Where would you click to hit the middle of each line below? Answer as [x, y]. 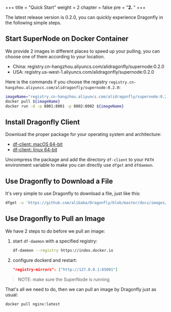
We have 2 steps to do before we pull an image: [55, 231]
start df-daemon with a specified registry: [55, 241]
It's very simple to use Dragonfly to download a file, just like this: [73, 193]
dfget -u [15, 203]
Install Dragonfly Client [42, 122]
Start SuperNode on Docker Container [67, 39]
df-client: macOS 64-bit [37, 144]
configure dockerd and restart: [45, 260]
